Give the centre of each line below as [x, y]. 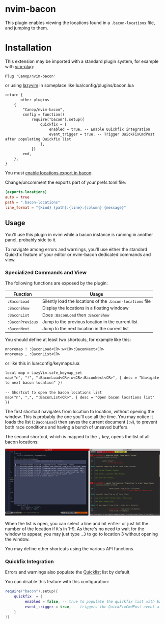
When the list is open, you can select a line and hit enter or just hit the [77, 523]
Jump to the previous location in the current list [90, 322]
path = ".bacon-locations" [33, 202]
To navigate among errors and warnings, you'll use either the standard [76, 250]
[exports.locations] [26, 192]
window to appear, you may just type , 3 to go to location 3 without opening [82, 534]
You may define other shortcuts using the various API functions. [70, 548]
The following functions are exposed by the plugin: [56, 283]
